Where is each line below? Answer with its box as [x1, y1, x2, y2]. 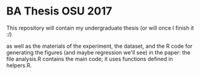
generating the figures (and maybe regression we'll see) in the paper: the [6, 48, 191, 56]
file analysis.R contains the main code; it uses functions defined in [6, 55, 173, 62]
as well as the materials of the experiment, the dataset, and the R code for [6, 42, 193, 50]
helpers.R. [6, 62, 32, 69]
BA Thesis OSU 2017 [6, 4, 113, 18]
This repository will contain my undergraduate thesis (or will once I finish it [6, 24, 194, 31]
